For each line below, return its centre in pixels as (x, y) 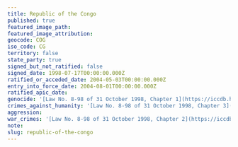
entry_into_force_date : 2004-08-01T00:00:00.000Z (82, 86)
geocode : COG (27, 40)
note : (15, 125)
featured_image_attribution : (50, 34)
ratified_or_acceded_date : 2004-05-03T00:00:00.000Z (87, 80)
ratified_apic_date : (38, 93)
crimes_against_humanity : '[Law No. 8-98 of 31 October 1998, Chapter (114, 106)
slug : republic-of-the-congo (50, 132)
